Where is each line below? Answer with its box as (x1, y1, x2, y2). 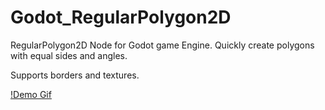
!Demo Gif (10, 88, 52, 100)
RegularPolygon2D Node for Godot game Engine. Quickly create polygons (10, 39, 315, 51)
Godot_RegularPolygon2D (10, 6, 232, 29)
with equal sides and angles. (10, 49, 128, 61)
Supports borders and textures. (10, 69, 140, 81)
